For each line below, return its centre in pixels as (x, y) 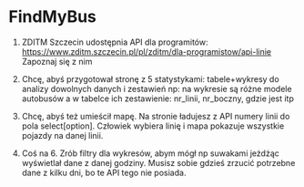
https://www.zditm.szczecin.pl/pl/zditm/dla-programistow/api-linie (147, 51)
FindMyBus (53, 17)
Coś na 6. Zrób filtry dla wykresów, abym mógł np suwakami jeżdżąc (150, 153)
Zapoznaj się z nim (57, 61)
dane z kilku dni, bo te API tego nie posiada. (104, 172)
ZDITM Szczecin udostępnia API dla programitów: (115, 42)
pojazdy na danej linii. (62, 135)
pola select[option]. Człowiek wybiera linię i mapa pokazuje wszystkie (153, 126)
